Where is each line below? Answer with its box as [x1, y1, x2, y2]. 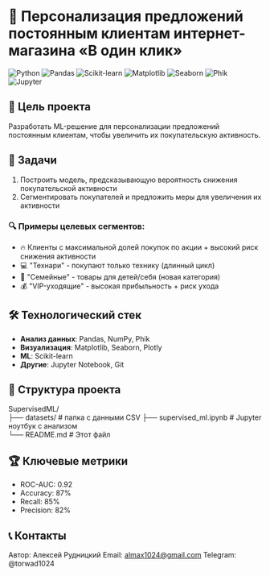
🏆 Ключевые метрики [8, 454, 129, 468]
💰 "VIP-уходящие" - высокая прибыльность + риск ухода [19, 281, 219, 291]
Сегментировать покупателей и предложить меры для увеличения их [19, 192, 262, 201]
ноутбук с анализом [8, 421, 78, 431]
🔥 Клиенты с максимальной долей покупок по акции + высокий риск [19, 242, 259, 252]
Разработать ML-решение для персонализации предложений [8, 121, 220, 131]
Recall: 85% [19, 497, 60, 507]
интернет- [173, 24, 246, 43]
